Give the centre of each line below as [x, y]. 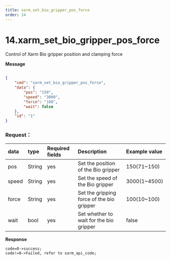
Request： [19, 135]
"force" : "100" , [41, 102]
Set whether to [95, 214]
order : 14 [16, 15]
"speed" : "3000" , [42, 97]
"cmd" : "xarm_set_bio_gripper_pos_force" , [60, 83]
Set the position [96, 163]
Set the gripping [97, 193]
